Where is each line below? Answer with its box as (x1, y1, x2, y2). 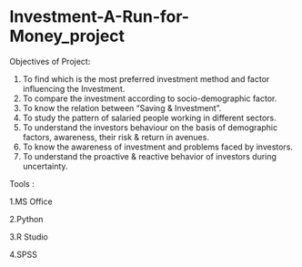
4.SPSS (9, 249, 38, 260)
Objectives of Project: (9, 56, 91, 67)
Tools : (9, 178, 35, 189)
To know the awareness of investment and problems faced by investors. (22, 141, 294, 152)
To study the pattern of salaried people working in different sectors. (22, 112, 277, 123)
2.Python (9, 213, 44, 224)
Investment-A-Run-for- (9, 6, 189, 27)
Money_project (9, 26, 126, 46)
